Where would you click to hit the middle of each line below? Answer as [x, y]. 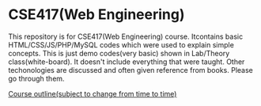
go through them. [36, 78]
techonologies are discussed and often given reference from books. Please [130, 70]
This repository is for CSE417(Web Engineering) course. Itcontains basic [126, 36]
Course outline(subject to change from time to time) [93, 93]
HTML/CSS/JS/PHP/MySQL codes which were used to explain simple [121, 44]
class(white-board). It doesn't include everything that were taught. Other [127, 62]
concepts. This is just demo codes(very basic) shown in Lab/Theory [119, 53]
